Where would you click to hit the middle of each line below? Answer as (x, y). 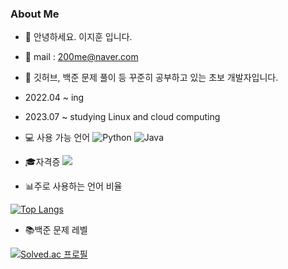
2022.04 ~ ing (54, 98)
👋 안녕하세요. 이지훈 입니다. (78, 37)
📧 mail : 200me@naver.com (81, 57)
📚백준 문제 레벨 (56, 230)
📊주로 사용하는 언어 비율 (73, 186)
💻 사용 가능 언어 (57, 138)
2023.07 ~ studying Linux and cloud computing (122, 117)
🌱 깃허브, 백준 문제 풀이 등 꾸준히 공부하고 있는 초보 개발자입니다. (151, 78)
